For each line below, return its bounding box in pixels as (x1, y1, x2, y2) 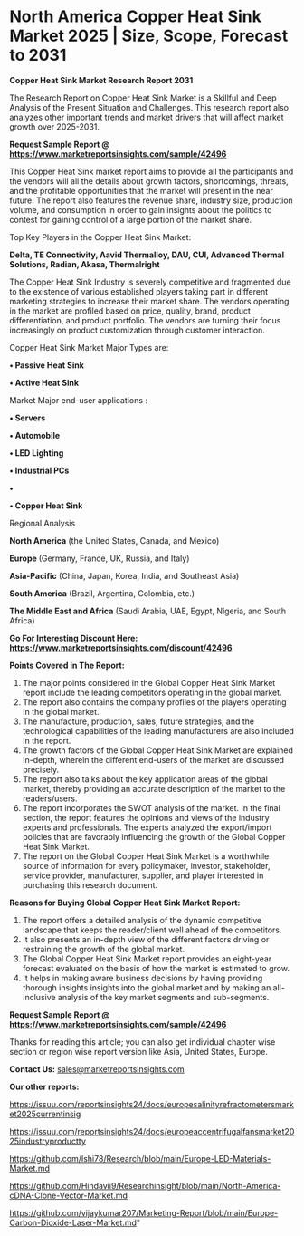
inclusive (22, 991, 56, 1002)
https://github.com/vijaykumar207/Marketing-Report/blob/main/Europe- (9, 1207, 279, 1218)
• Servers (9, 412, 46, 423)
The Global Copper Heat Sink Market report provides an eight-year (22, 953, 272, 964)
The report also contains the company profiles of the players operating (22, 696, 287, 708)
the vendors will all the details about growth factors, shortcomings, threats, (9, 175, 290, 187)
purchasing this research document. (22, 879, 158, 890)
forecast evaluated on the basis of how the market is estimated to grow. (22, 962, 290, 973)
